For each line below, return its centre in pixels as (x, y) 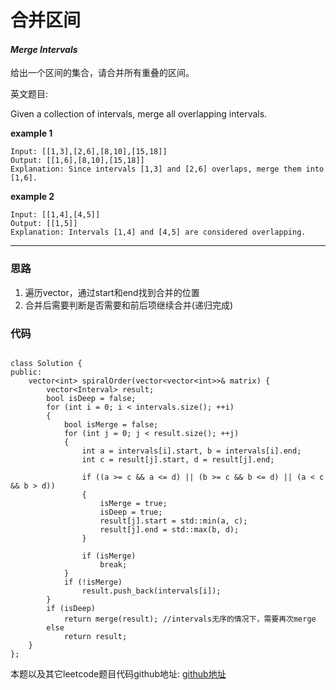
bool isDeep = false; (91, 398)
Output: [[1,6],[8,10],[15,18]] (77, 161)
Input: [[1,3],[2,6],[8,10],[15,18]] (89, 152)
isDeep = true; (131, 512)
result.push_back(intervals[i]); (151, 591)
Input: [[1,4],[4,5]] (55, 215)
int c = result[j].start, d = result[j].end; (178, 459)
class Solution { (46, 363)
